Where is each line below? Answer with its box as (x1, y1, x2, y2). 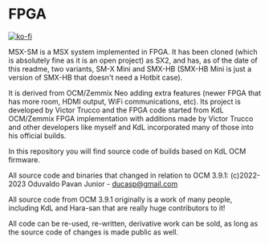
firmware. (8, 154, 40, 165)
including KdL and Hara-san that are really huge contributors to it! (8, 202, 226, 213)
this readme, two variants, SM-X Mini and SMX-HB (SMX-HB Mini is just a (8, 63, 251, 73)
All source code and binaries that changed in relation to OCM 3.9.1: (8, 170, 229, 180)
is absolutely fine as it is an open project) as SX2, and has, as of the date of (8, 55, 259, 65)
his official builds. (8, 130, 67, 141)
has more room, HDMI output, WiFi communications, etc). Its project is (8, 96, 241, 106)
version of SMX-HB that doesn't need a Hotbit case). (8, 72, 183, 82)
